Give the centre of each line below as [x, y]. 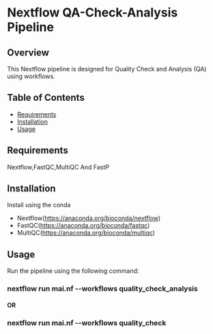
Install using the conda [39, 205]
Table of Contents [46, 98]
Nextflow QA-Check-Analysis [93, 13]
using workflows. [31, 76]
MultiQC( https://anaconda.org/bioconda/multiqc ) [86, 233]
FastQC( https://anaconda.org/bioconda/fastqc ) [83, 226]
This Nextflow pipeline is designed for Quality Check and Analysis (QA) [107, 69]
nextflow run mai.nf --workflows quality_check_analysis [102, 289]
